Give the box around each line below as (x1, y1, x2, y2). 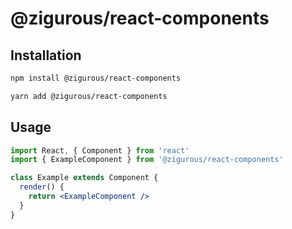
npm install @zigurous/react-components (10, 73, 182, 83)
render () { (19, 182, 65, 192)
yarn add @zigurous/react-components (10, 91, 168, 101)
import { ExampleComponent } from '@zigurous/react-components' (10, 155, 284, 165)
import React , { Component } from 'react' (10, 145, 190, 156)
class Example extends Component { (10, 173, 159, 183)
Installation (10, 47, 82, 64)
